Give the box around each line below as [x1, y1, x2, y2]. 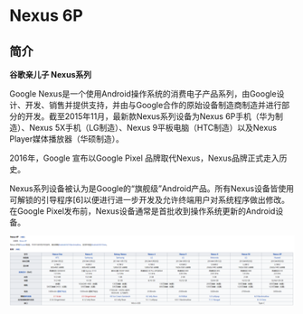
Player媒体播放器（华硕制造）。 [9, 134, 125, 144]
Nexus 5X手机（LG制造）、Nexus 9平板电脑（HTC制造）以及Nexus [28, 123, 278, 133]
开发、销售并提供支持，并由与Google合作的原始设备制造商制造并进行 [24, 100, 282, 110]
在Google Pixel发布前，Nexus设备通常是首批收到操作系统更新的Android [9, 206, 276, 217]
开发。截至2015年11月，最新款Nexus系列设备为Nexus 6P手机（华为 [24, 111, 276, 122]
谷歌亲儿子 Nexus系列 [9, 69, 92, 79]
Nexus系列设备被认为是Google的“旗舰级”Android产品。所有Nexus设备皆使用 [9, 183, 295, 194]
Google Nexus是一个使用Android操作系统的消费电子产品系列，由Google [9, 88, 278, 99]
